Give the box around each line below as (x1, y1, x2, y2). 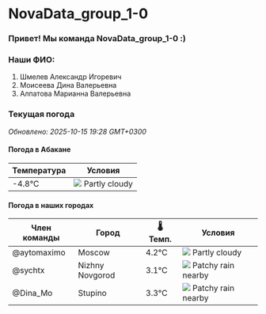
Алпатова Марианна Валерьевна (19, 89, 131, 99)
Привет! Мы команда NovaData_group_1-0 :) (8, 33, 186, 44)
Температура (12, 165, 66, 176)
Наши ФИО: (8, 55, 55, 66)
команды (22, 232, 60, 243)
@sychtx (12, 265, 45, 276)
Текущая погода (8, 108, 75, 119)
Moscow (78, 247, 111, 258)
